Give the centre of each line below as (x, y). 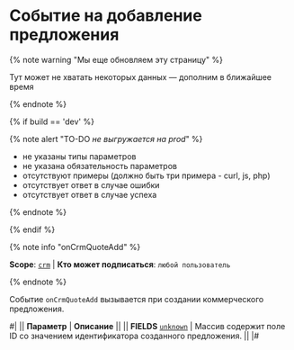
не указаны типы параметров (79, 156)
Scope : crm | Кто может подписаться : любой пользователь (120, 264)
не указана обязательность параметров (100, 166)
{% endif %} (32, 229)
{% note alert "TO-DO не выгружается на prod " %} (106, 139)
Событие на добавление (106, 16)
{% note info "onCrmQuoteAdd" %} (75, 247)
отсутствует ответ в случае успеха (89, 194)
